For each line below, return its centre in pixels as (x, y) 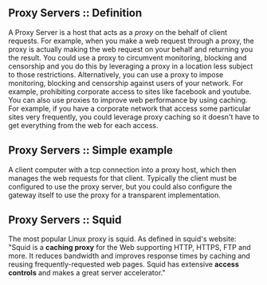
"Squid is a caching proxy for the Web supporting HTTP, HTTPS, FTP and (130, 248)
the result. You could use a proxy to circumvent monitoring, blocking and (128, 57)
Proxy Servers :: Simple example (91, 150)
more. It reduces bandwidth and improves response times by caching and (130, 256)
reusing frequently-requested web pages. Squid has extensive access (124, 264)
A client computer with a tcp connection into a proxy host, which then (122, 170)
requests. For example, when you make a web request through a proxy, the (131, 41)
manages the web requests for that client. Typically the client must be (123, 178)
